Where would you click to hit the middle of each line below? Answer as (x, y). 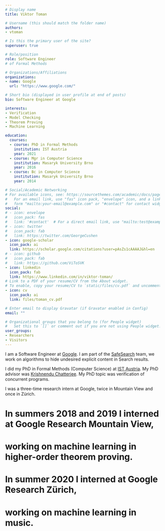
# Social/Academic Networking (36, 190)
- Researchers (20, 336)
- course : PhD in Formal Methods (44, 145)
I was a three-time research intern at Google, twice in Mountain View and (79, 389)
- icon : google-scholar (29, 240)
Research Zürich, (41, 490)
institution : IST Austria (41, 149)
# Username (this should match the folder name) (56, 23)
